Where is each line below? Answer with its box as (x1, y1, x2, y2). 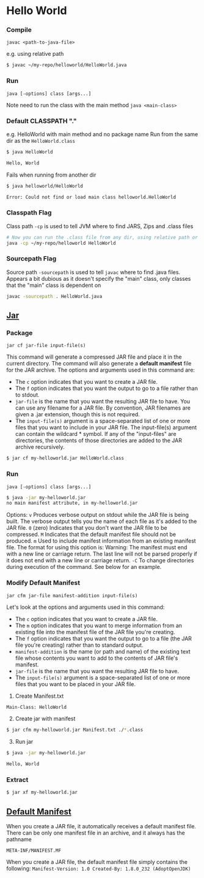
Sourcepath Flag (6, 254, 57, 263)
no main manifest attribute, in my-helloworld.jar (6, 500, 138, 506)
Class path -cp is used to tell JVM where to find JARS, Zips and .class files (6, 222, 194, 230)
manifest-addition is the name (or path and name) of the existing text (15, 647, 191, 655)
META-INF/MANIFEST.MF (6, 847, 62, 854)
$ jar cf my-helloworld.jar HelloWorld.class (6, 455, 124, 462)
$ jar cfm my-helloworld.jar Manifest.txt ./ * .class (6, 727, 144, 733)
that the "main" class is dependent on (6, 281, 101, 289)
